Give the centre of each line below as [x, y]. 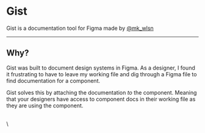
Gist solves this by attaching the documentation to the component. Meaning [102, 92]
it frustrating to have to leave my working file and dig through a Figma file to [102, 74]
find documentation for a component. [53, 81]
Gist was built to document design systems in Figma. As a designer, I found [101, 68]
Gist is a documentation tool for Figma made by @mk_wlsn [80, 28]
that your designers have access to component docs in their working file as [101, 99]
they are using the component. [45, 106]
